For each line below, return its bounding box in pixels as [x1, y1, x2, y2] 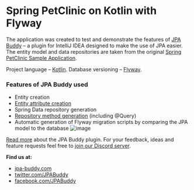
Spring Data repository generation [14, 106, 97, 113]
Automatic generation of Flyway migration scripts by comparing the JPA [14, 119, 188, 126]
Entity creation [14, 94, 50, 101]
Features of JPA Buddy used [6, 80, 88, 88]
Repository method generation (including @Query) [14, 112, 137, 119]
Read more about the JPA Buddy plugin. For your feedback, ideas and [6, 136, 174, 143]
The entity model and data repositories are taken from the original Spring [6, 48, 182, 55]
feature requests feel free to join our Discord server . [6, 142, 131, 150]
